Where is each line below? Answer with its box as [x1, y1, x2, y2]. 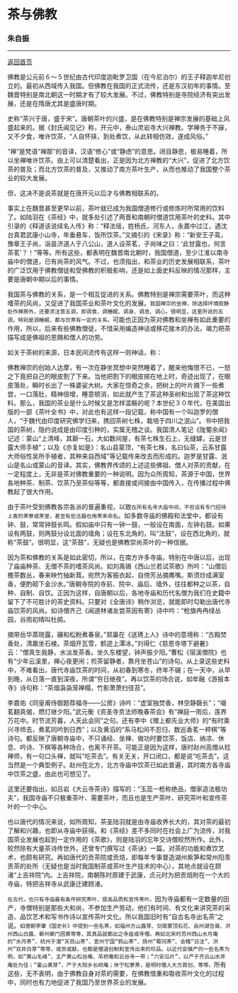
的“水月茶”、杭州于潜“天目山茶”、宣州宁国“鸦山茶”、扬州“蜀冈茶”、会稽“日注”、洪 [7, 938, 218, 945]
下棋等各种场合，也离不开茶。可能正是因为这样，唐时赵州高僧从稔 [38, 743, 231, 752]
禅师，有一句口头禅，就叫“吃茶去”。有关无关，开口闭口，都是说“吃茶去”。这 [7, 752, 229, 760]
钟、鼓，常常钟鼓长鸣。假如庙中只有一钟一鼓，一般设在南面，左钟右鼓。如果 [7, 520, 231, 529]
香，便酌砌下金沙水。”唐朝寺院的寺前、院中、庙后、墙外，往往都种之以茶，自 [7, 580, 231, 588]
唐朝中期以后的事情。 [19, 275, 82, 284]
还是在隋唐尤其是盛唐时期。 [19, 99, 101, 108]
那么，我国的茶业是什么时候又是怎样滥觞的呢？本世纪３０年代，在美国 [19, 399, 225, 407]
